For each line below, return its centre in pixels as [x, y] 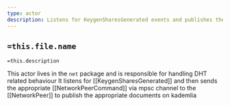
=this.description [33, 61]
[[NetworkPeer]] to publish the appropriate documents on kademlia [102, 95]
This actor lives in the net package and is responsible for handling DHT [107, 74]
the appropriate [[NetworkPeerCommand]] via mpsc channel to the [102, 88]
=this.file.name [42, 46]
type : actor [24, 13]
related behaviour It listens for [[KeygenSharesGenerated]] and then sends [112, 81]
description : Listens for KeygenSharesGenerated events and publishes [110, 20]
